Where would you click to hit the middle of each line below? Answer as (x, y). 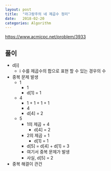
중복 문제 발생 (25, 77)
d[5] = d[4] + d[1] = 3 (48, 146)
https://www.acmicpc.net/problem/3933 (46, 37)
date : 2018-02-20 (25, 18)
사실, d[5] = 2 (40, 158)
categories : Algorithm (28, 23)
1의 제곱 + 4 (38, 124)
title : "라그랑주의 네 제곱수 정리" (38, 14)
